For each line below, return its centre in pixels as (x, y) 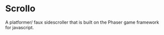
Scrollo (20, 9)
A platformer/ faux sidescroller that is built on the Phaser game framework (82, 22)
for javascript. (20, 27)
